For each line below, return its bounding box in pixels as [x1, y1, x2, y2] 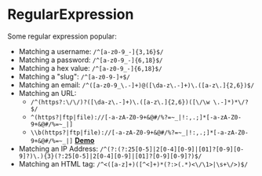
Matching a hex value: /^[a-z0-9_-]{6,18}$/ [18, 63, 162, 72]
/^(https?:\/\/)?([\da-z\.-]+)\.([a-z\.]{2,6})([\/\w [30, 98, 210, 106]
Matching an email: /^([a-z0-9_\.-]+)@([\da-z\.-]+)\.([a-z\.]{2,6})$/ [18, 80, 255, 90]
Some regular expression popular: [7, 31, 117, 41]
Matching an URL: [18, 88, 77, 97]
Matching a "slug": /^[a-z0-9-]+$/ [18, 71, 130, 81]
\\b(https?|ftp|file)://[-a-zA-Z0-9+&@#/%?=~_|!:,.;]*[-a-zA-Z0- [30, 128, 249, 137]
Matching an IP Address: [18, 144, 99, 153]
